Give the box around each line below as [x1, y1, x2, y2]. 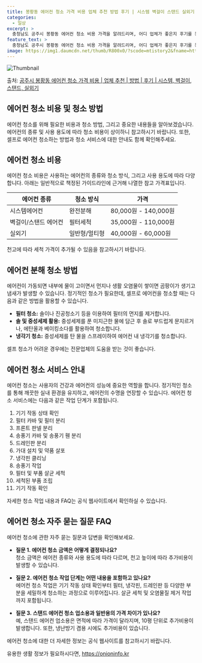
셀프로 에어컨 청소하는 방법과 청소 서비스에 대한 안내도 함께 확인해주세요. [7, 136, 176, 143]
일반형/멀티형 [69, 229, 105, 238]
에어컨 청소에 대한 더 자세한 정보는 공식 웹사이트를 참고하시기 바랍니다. [7, 637, 171, 644]
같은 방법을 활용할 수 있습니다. [17, 297, 89, 304]
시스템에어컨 [10, 207, 44, 215]
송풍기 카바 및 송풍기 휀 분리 [15, 432, 82, 439]
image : [7, 48, 23, 54]
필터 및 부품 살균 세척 [15, 470, 65, 476]
